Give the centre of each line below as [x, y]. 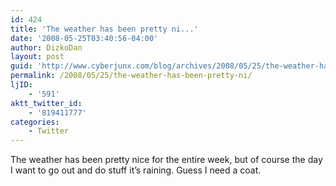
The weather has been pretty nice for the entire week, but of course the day [166, 160]
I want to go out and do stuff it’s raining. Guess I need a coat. [136, 170]
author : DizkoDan [46, 47]
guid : [21, 66]
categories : [35, 122]
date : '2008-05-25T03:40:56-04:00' [84, 38]
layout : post [37, 57]
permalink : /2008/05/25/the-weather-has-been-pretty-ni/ [131, 76]
